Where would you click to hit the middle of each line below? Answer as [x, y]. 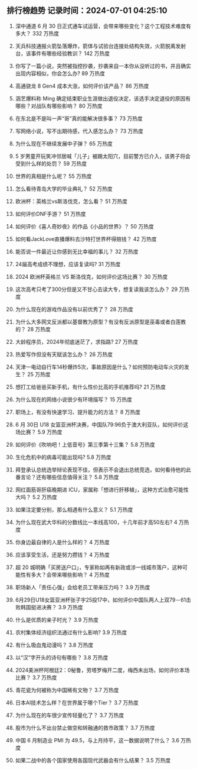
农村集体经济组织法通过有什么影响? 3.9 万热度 [71, 632]
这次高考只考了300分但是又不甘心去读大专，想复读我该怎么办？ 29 [96, 289]
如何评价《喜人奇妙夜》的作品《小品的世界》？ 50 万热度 [84, 226]
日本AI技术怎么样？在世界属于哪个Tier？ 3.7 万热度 [77, 702]
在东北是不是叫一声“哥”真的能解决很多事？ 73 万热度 [79, 118]
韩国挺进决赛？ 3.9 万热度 [52, 607]
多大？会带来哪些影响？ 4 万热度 [70, 574]
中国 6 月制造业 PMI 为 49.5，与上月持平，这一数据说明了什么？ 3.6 [97, 740]
